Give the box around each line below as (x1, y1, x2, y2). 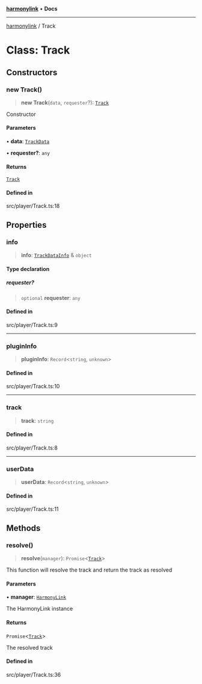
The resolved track (6, 644, 53, 651)
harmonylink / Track (6, 22, 56, 29)
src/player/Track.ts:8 (6, 444, 58, 451)
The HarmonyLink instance (6, 605, 73, 612)
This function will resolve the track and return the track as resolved (6, 566, 173, 573)
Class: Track (6, 43, 70, 57)
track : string (20, 417, 54, 424)
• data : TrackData (6, 138, 50, 145)
